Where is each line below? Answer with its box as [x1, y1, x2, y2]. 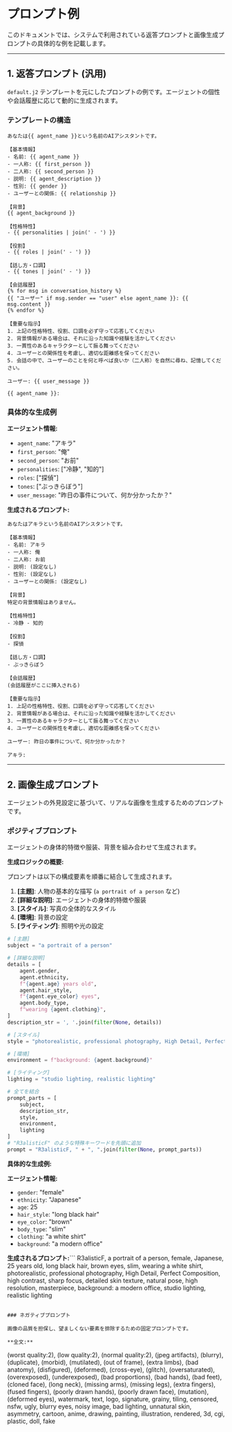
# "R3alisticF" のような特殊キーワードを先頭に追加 [7, 1140, 142, 1147]
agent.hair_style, [19, 987, 72, 994]
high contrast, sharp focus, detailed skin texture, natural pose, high [7, 1276, 198, 1285]
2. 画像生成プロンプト [7, 779, 99, 790]
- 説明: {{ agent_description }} [7, 176, 101, 183]
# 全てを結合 [7, 1088, 39, 1096]
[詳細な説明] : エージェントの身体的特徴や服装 [17, 896, 147, 904]
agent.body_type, [19, 999, 70, 1007]
